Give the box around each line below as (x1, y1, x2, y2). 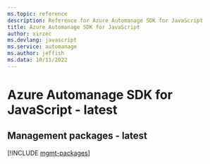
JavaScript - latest (7, 102, 118, 117)
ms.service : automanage (7, 43, 78, 50)
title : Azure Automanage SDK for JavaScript (7, 23, 140, 30)
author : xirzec (7, 30, 52, 37)
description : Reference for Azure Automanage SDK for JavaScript (7, 17, 203, 24)
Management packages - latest (7, 130, 148, 142)
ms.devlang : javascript (7, 37, 78, 44)
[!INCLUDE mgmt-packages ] (7, 148, 90, 157)
